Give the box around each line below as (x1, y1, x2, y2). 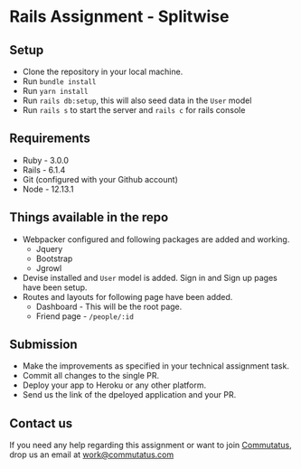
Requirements (9, 131, 90, 146)
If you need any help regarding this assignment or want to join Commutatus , (9, 440, 292, 451)
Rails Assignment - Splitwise (9, 6, 230, 27)
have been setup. (22, 282, 88, 293)
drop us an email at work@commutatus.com (9, 449, 174, 460)
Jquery (35, 243, 63, 254)
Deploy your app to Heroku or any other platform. (22, 380, 207, 390)
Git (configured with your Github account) (22, 174, 178, 184)
